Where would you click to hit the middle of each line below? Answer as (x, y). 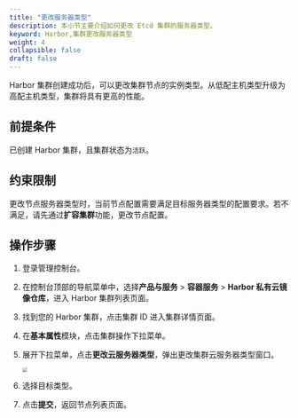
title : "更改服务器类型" (50, 17)
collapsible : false (45, 51)
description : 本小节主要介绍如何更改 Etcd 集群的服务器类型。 (113, 26)
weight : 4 (27, 42)
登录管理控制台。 (53, 268)
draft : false (33, 59)
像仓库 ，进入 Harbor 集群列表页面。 (87, 298)
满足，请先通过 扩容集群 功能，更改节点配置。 (91, 215)
